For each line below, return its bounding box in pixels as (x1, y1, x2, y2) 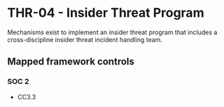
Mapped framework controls (7, 56, 135, 68)
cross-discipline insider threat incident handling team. (7, 35, 163, 43)
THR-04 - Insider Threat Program (7, 5, 204, 21)
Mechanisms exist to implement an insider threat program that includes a (7, 28, 218, 36)
